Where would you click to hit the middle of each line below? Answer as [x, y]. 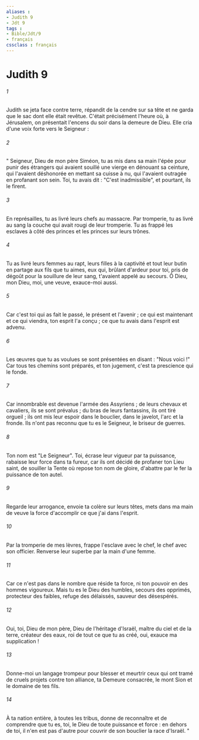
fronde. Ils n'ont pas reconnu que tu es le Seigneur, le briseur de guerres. [96, 423]
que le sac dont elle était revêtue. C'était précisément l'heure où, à [88, 116]
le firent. [16, 186]
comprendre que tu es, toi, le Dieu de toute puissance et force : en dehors [97, 724]
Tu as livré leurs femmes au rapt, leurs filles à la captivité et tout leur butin [97, 263]
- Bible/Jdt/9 [24, 34]
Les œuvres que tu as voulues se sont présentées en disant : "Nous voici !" [98, 359]
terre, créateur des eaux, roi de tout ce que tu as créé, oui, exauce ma [91, 635]
